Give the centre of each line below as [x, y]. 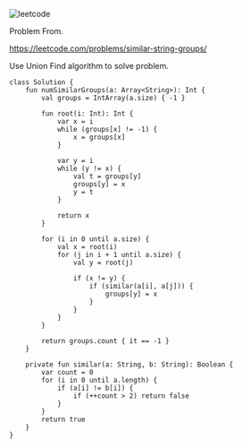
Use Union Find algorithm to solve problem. [89, 66]
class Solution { [42, 82]
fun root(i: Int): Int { [88, 114]
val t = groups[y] [107, 177]
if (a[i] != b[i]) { [95, 388]
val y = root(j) [103, 263]
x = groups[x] [99, 137]
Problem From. [37, 31]
